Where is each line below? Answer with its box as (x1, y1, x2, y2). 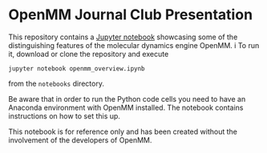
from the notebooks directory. (8, 79, 104, 88)
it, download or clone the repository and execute (8, 49, 169, 58)
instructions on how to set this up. (8, 111, 120, 121)
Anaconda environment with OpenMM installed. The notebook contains (8, 103, 244, 112)
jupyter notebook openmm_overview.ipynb (8, 64, 146, 73)
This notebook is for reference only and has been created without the (8, 127, 238, 136)
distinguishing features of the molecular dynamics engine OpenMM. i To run (8, 40, 260, 50)
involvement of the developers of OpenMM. (8, 135, 152, 145)
